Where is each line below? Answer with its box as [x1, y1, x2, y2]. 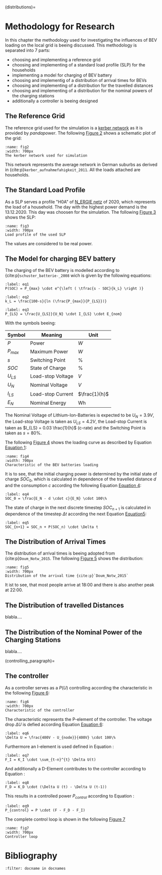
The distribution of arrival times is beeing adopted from [5, 550, 115, 557]
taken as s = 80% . [5, 430, 42, 436]
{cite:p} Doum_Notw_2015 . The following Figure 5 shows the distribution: [5, 556, 144, 561]
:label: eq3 [5, 307, 29, 312]
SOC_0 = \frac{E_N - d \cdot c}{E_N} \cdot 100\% [5, 496, 107, 501]
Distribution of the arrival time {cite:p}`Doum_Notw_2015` [5, 573, 129, 578]
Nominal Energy [29, 399, 67, 406]
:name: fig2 [5, 144, 29, 149]
